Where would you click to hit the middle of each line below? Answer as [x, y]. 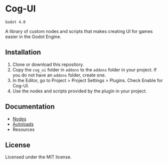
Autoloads [23, 124]
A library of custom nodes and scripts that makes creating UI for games [79, 31]
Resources [24, 129]
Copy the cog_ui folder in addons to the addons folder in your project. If [85, 69]
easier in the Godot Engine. [33, 36]
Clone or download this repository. [48, 64]
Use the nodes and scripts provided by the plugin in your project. [79, 91]
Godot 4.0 [16, 22]
